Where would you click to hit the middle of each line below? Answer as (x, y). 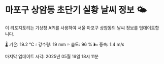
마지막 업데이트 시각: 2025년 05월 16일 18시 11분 (52, 56)
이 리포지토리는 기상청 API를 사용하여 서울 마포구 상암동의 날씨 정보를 (72, 28)
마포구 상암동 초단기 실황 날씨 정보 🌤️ (76, 10)
